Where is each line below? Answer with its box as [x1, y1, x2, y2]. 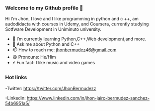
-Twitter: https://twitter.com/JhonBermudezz [5, 85, 96, 91]
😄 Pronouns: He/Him [12, 54, 56, 60]
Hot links [5, 74, 27, 81]
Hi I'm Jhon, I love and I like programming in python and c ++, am [5, 16, 139, 22]
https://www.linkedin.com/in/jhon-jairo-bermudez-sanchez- [26, 95, 150, 101]
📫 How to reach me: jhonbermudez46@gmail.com [12, 47, 117, 53]
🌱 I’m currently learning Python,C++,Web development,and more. [12, 36, 147, 42]
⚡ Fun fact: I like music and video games [12, 60, 95, 66]
